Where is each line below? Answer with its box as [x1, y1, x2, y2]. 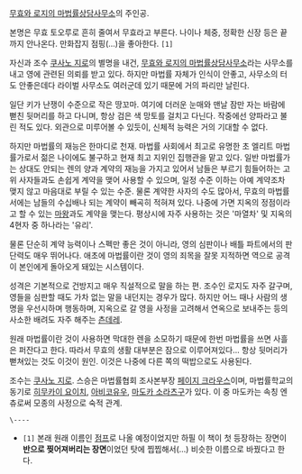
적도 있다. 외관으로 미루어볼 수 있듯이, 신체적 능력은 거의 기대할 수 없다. [18, 122, 269, 132]
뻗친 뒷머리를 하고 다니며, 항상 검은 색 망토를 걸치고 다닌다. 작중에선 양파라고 [9, 111, 279, 121]
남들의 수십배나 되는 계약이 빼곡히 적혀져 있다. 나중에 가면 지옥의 [32, 197, 260, 207]
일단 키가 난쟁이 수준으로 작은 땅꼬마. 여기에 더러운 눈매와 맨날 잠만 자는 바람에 [9, 99, 286, 110]
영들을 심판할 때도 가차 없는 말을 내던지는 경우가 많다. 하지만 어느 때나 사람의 [9, 292, 279, 302]
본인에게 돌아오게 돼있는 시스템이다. [18, 261, 144, 272]
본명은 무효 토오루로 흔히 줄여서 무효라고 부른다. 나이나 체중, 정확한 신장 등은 [9, 27, 279, 38]
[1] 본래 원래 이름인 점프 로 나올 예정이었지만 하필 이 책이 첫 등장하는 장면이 [22, 433, 287, 443]
